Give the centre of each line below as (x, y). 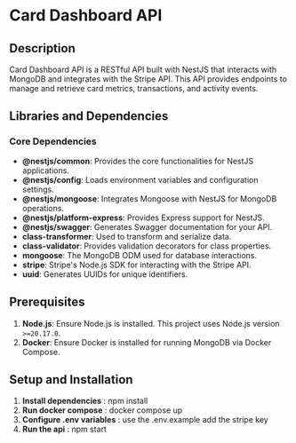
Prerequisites (47, 302)
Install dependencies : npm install (85, 401)
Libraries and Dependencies (89, 116)
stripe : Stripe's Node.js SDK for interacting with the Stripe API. (136, 265)
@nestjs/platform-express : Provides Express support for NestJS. (143, 218)
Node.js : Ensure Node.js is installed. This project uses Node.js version (151, 323)
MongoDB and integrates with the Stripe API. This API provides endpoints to (148, 79)
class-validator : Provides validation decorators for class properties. (147, 246)
